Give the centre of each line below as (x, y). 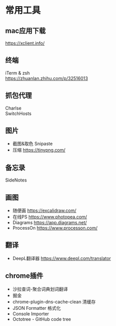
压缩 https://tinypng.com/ (39, 150)
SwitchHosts (18, 113)
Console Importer (31, 314)
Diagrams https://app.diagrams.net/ (50, 223)
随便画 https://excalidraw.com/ (44, 210)
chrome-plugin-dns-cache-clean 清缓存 (54, 302)
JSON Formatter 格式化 (37, 308)
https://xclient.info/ (25, 43)
